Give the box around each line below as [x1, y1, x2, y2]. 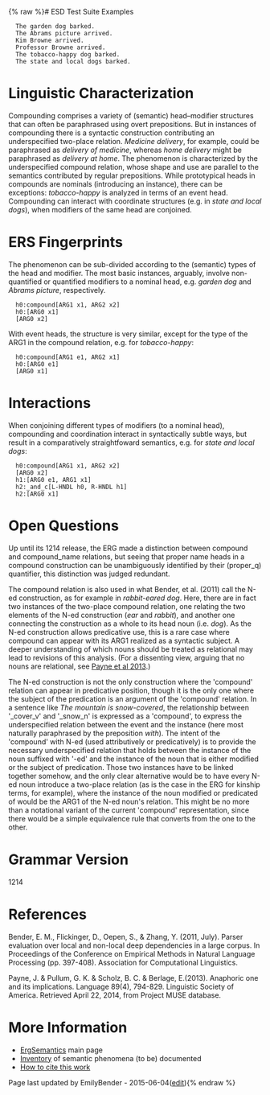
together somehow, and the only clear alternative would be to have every [8, 771, 251, 780]
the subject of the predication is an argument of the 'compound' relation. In [8, 694, 257, 703]
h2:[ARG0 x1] [15, 490, 59, 498]
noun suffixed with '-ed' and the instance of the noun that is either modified [8, 754, 259, 764]
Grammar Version [8, 850, 129, 868]
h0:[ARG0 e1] [15, 360, 59, 368]
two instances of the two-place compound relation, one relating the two [8, 601, 246, 611]
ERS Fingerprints [8, 233, 123, 252]
